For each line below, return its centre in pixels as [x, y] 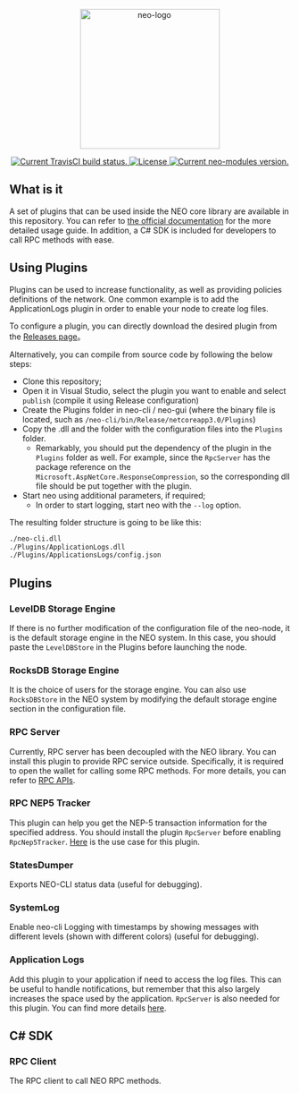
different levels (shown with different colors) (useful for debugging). [134, 936]
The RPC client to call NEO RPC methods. [86, 1081]
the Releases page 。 [47, 337]
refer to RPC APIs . [42, 780]
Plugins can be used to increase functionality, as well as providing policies [146, 289]
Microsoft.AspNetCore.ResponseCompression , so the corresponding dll [162, 476]
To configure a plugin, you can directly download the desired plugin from [143, 326]
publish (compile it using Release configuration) [110, 400]
